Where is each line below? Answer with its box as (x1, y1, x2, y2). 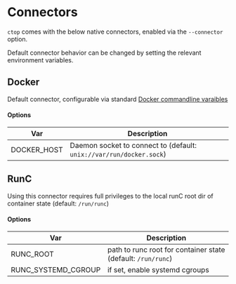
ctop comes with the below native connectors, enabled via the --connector (7, 27, 223, 36)
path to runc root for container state (107, 245, 225, 255)
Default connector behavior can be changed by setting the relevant (7, 48, 202, 57)
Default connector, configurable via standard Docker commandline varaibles (7, 95, 228, 103)
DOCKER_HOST (11, 144, 63, 154)
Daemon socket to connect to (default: (70, 140, 197, 150)
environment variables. (7, 55, 74, 64)
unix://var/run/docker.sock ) (70, 149, 166, 158)
